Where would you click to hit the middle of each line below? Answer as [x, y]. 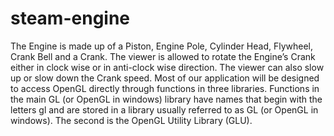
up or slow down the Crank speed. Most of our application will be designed [165, 78]
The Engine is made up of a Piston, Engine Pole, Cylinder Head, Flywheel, [162, 46]
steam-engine [70, 18]
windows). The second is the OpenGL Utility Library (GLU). [131, 120]
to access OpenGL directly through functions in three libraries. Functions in [165, 88]
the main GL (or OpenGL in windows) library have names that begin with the [166, 99]
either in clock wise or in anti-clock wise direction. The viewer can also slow [167, 67]
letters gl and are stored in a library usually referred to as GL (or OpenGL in [164, 109]
